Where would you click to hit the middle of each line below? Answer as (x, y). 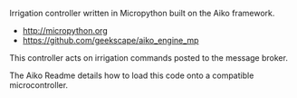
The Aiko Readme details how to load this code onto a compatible (132, 75)
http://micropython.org (65, 30)
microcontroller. (39, 85)
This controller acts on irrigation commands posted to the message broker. (148, 58)
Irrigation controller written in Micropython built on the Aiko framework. (142, 13)
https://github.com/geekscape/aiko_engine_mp (110, 40)
